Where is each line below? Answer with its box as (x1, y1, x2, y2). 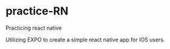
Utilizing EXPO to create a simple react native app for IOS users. (5, 36, 165, 43)
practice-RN (5, 4, 69, 18)
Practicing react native (5, 24, 62, 31)
